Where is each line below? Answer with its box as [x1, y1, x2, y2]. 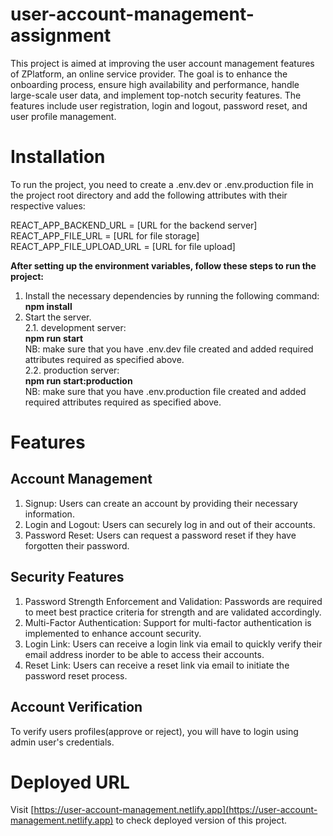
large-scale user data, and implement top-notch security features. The [10, 89, 302, 101]
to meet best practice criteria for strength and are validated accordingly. [24, 606, 322, 618]
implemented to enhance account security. [24, 627, 202, 639]
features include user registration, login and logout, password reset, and [10, 99, 308, 112]
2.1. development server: [24, 321, 127, 333]
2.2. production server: [24, 364, 120, 376]
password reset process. [24, 669, 128, 682]
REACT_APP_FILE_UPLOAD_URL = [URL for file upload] [10, 240, 236, 252]
